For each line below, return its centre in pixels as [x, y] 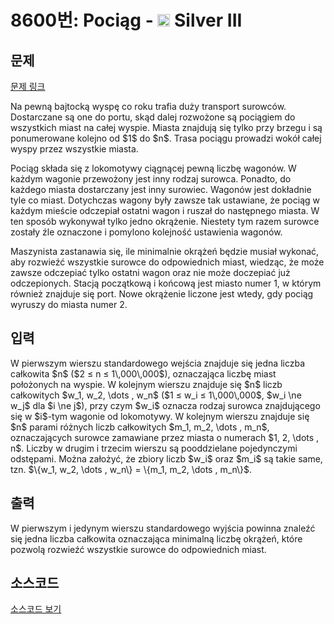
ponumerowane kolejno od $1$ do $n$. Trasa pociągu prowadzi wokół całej [166, 138]
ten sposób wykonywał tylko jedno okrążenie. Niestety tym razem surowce [165, 221]
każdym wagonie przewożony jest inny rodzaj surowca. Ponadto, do [151, 179]
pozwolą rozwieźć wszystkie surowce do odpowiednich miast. [138, 549]
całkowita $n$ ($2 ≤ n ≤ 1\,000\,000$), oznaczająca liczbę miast [143, 373]
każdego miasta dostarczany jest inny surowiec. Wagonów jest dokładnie [161, 189]
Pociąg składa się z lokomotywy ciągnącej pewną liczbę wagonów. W [153, 168]
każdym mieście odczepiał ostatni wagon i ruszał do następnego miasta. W [165, 210]
